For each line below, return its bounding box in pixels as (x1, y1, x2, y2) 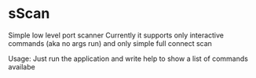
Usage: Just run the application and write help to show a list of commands (8, 54, 249, 63)
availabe (8, 62, 35, 71)
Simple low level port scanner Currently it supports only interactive (8, 30, 225, 40)
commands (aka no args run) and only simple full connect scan (8, 38, 212, 48)
